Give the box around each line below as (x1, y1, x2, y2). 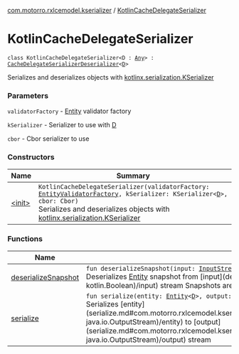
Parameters (7, 90, 48, 100)
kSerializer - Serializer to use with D (7, 121, 117, 129)
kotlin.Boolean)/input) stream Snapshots (85, 280, 221, 290)
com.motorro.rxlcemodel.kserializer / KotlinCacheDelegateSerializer (7, 6, 207, 14)
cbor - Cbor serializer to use (7, 134, 90, 143)
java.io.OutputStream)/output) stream (85, 334, 211, 344)
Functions (7, 234, 43, 244)
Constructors (7, 152, 55, 162)
